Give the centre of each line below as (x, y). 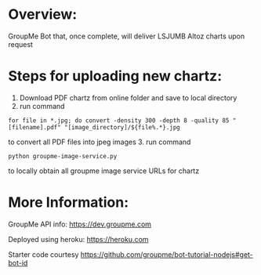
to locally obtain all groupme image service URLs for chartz (104, 171)
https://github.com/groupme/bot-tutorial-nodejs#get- (167, 254)
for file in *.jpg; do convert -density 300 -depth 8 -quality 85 (119, 120)
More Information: (69, 203)
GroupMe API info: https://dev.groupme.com (80, 224)
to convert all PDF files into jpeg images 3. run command (100, 142)
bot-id (18, 262)
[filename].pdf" (34, 127)
